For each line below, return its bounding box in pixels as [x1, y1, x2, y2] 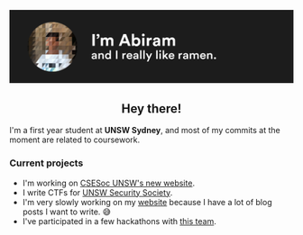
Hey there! [121, 101, 182, 116]
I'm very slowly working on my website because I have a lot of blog [22, 196, 272, 207]
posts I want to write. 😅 [22, 206, 111, 217]
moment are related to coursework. [9, 134, 141, 145]
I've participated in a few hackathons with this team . [22, 215, 216, 226]
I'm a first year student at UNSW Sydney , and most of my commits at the [9, 125, 281, 136]
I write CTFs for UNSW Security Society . [22, 186, 173, 198]
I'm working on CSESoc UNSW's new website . [22, 177, 196, 188]
